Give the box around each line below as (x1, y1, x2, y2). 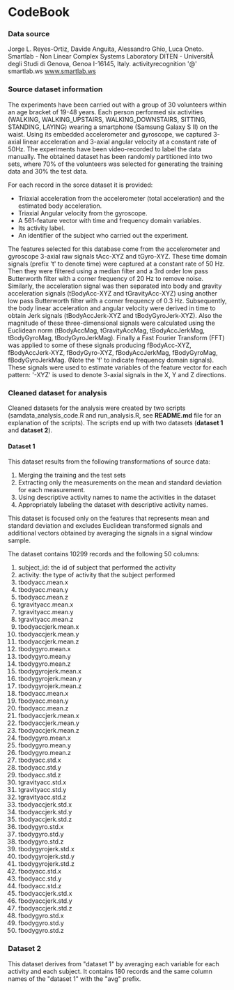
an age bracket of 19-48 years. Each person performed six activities (8, 107, 203, 116)
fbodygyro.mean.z (17, 749, 72, 757)
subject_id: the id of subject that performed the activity (17, 563, 176, 572)
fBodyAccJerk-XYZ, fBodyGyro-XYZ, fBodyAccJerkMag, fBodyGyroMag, (8, 348, 218, 356)
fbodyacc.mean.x (17, 690, 69, 698)
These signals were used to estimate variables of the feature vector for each (8, 363, 227, 372)
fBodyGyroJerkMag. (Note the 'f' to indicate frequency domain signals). (8, 356, 214, 364)
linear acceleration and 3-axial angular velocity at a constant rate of (22, 137, 217, 146)
